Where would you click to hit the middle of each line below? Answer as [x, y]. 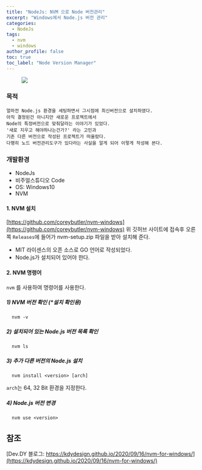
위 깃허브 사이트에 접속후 [155, 229]
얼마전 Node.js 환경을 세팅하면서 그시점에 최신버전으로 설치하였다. [80, 111]
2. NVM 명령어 [24, 272]
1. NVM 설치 [21, 208]
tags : [13, 35]
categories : [21, 23]
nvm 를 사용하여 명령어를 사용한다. [46, 287]
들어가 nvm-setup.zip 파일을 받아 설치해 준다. [95, 237]
